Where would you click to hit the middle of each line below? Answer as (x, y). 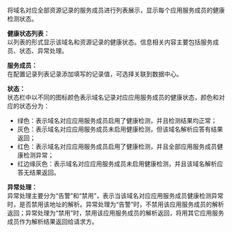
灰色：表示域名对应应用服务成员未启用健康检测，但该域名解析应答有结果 (120, 129)
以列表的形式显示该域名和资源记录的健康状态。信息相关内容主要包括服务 (110, 42)
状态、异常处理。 (43, 51)
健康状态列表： (28, 33)
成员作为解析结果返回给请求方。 (52, 222)
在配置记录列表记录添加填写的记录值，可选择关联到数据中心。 (95, 74)
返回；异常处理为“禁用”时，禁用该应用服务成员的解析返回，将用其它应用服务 (116, 213)
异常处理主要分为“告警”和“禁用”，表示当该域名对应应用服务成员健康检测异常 (115, 196)
